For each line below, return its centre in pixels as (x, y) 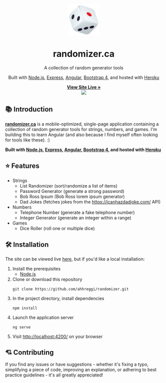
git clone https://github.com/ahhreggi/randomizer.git (71, 289)
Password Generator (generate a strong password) (72, 191)
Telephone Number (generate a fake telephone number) (77, 212)
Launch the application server (43, 317)
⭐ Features (22, 166)
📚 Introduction (29, 109)
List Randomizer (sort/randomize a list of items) (69, 185)
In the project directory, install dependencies (58, 298)
